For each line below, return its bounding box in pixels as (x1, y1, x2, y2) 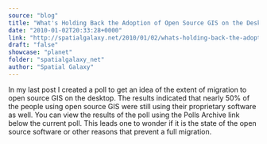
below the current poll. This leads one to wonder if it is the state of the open (8, 118, 257, 127)
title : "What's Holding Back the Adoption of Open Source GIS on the (8, 19, 244, 27)
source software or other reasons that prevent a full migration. (8, 127, 212, 136)
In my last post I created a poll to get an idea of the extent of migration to (8, 85, 247, 94)
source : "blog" (8, 11, 59, 20)
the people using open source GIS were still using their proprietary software (8, 101, 257, 111)
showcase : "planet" (8, 48, 73, 56)
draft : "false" (8, 41, 59, 49)
